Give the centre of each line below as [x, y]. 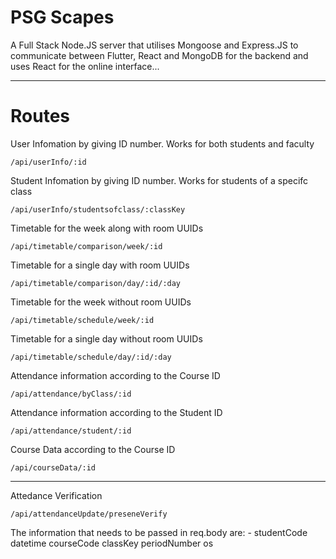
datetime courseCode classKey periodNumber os [112, 543]
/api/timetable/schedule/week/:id [82, 320]
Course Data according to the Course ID [93, 449]
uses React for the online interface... [85, 66]
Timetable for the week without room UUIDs [101, 302]
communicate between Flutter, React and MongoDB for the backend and [159, 55]
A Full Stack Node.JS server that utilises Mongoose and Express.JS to [154, 45]
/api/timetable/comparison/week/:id [86, 246]
